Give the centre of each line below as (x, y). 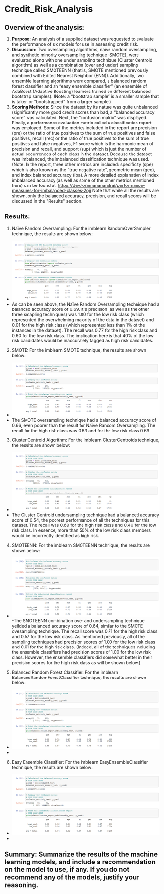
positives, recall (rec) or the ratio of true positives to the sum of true (80, 138)
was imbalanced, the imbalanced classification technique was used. (81, 159)
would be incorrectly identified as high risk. (55, 535)
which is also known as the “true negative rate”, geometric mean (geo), (83, 170)
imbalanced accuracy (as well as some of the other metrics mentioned (83, 180)
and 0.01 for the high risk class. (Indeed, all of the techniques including (83, 647)
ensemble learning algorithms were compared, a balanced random (79, 81)
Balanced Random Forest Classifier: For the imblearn (65, 672)
